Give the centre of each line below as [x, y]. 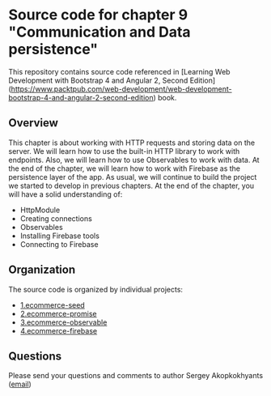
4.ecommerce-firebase [59, 330]
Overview [34, 123]
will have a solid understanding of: [66, 194]
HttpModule [40, 210]
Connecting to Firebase [59, 244]
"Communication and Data [100, 32]
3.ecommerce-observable [64, 322]
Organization [42, 270]
